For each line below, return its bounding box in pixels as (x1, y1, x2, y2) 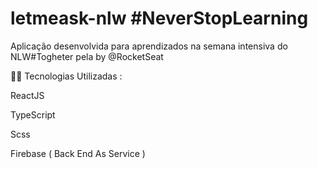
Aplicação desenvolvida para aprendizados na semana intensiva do (10, 40, 288, 52)
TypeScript (10, 108, 56, 121)
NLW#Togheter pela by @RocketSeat (10, 50, 164, 62)
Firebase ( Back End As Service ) (10, 147, 146, 159)
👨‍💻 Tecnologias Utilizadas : (10, 70, 123, 82)
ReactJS (10, 89, 45, 101)
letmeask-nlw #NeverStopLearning (10, 7, 309, 30)
